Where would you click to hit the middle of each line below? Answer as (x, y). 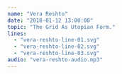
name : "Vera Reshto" (38, 14)
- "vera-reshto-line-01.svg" (57, 40)
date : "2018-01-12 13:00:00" (50, 20)
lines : (17, 33)
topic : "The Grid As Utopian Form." (61, 27)
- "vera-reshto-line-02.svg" (57, 47)
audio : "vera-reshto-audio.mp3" (55, 60)
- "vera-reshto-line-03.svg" (57, 54)
